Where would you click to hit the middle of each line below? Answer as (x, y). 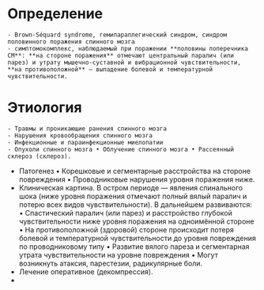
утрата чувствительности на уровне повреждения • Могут (118, 254)
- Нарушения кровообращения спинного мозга (80, 135)
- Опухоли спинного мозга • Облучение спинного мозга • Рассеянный (121, 149)
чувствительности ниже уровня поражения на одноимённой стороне (136, 221)
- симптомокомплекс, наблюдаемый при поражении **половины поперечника (128, 48)
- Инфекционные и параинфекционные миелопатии (85, 142)
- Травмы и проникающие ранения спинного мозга (87, 128)
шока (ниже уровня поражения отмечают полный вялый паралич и (133, 196)
